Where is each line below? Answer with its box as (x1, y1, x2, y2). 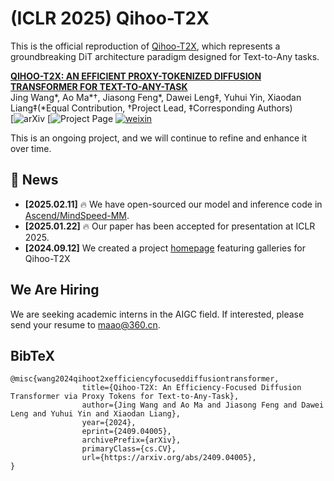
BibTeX (10, 347, 55, 364)
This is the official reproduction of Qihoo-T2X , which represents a (10, 40, 281, 52)
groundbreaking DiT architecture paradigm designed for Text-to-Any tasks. (10, 50, 320, 62)
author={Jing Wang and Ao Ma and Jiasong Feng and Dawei (81, 400, 325, 411)
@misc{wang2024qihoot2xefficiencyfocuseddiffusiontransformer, (10, 374, 280, 384)
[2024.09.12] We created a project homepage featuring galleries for (24, 242, 307, 254)
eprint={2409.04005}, (81, 427, 172, 437)
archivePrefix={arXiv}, (81, 435, 182, 446)
